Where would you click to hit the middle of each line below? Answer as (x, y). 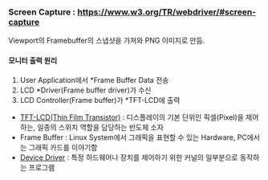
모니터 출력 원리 (33, 60)
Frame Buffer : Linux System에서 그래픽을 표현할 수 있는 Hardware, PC (133, 137)
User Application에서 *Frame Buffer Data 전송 (94, 80)
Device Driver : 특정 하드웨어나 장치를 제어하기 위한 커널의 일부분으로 (129, 157)
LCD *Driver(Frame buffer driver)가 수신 (85, 90)
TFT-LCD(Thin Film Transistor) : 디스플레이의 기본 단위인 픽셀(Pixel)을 (132, 117)
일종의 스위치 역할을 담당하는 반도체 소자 (101, 127)
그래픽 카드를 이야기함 (63, 147)
